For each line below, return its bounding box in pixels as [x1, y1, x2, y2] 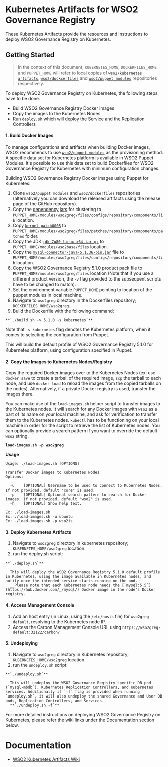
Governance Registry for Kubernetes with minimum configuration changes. [5, 165, 160, 171]
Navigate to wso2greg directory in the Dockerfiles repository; [12, 297, 137, 303]
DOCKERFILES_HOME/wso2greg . [12, 302, 70, 308]
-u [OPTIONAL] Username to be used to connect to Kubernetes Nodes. [10, 483, 163, 489]
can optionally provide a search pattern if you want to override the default [5, 428, 158, 434]
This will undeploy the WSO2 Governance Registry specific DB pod [10, 680, 151, 685]
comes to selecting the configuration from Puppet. [5, 331, 109, 338]
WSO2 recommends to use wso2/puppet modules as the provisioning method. [5, 149, 163, 155]
